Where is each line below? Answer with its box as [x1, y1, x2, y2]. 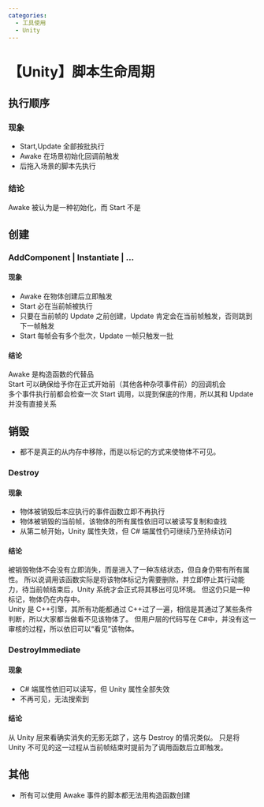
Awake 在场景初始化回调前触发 [19, 152, 120, 161]
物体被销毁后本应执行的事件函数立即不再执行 [19, 507, 165, 516]
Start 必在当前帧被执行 [19, 302, 93, 311]
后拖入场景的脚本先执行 [19, 161, 96, 171]
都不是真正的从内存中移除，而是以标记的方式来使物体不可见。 [19, 447, 221, 456]
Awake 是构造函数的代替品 [8, 370, 95, 379]
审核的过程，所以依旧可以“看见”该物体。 [8, 625, 139, 634]
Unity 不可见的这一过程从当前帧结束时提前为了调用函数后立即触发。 [8, 742, 228, 752]
